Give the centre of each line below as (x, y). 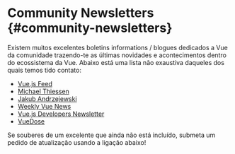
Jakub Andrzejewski (47, 99)
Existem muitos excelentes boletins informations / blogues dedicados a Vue (117, 47)
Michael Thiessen (43, 91)
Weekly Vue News (44, 106)
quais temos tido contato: (44, 70)
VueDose (31, 121)
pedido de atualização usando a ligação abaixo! (77, 142)
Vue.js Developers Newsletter (61, 114)
